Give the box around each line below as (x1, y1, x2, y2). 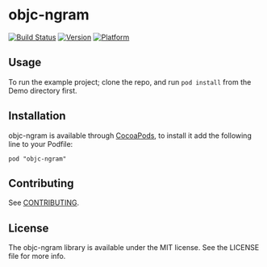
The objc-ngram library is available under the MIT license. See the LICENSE (8, 243, 260, 252)
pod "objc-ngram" (8, 155, 67, 163)
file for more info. (8, 252, 66, 261)
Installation (8, 109, 66, 123)
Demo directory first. (8, 86, 78, 95)
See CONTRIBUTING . (8, 198, 79, 207)
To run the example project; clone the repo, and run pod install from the (8, 77, 252, 86)
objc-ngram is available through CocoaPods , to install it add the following (8, 131, 252, 140)
